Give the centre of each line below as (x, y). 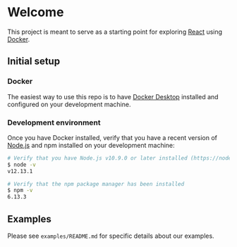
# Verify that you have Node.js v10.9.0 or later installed (98, 158)
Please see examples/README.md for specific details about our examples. (111, 236)
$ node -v (22, 165)
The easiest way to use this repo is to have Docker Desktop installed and (113, 96)
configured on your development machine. (69, 104)
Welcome (36, 12)
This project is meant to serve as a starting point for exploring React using (115, 32)
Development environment (54, 122)
